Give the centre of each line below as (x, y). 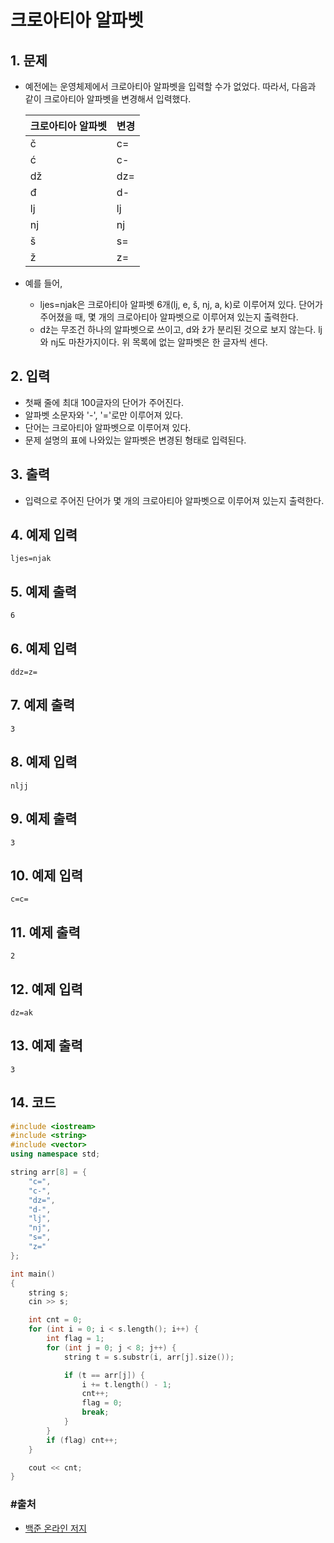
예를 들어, (43, 283)
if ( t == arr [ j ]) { (104, 1375)
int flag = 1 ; (75, 1339)
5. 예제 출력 (44, 591)
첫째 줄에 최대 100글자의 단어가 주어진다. (104, 402)
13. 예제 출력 (46, 1046)
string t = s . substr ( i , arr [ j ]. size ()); (149, 1357)
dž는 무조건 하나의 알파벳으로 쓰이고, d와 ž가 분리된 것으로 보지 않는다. (178, 329)
